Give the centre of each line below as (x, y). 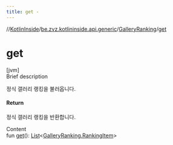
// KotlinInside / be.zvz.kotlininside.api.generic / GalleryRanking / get (86, 29)
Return (15, 103)
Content (16, 129)
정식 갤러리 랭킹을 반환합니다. (41, 117)
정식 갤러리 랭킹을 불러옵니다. (41, 88)
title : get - (23, 12)
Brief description (27, 76)
